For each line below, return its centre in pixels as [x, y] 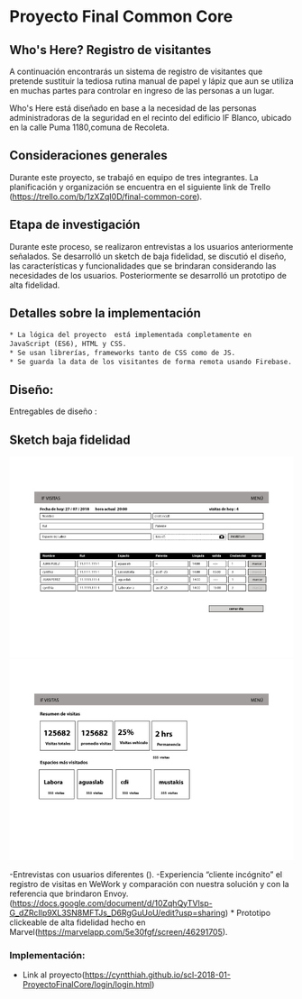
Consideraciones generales [89, 156]
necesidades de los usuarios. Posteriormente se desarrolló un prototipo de [148, 275]
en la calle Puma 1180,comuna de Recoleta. [89, 127]
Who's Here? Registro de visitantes [110, 50]
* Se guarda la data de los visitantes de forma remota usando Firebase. [151, 362]
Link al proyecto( [54, 975]
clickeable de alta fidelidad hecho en [78, 922]
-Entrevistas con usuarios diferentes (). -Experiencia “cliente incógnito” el [146, 874]
